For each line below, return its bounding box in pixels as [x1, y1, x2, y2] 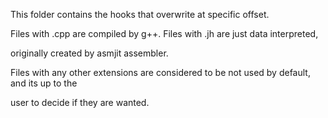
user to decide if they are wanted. [10, 97, 150, 108]
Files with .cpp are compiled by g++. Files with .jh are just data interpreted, [10, 28, 319, 39]
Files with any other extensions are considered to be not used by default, [10, 67, 311, 78]
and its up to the [10, 77, 78, 89]
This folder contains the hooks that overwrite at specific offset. [10, 9, 270, 20]
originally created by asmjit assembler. [10, 47, 169, 59]
